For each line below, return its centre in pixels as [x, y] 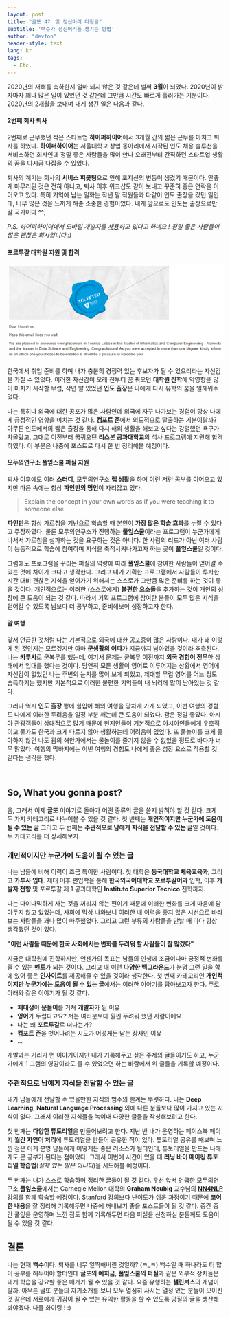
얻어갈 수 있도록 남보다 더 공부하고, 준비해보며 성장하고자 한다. [90, 606]
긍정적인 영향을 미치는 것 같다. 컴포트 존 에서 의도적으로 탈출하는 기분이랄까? [115, 420]
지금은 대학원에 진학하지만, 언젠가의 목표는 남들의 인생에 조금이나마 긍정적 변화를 [115, 959]
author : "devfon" [32, 36]
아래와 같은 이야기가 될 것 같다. [48, 993]
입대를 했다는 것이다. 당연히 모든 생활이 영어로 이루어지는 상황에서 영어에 [122, 665]
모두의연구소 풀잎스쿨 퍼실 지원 [48, 462]
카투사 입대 [29, 880]
